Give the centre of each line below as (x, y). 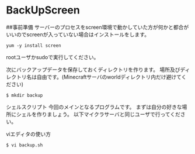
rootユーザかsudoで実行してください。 (53, 57)
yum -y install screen (34, 45)
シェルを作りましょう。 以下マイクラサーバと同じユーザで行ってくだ (98, 114)
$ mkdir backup (25, 95)
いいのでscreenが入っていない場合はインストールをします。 (78, 34)
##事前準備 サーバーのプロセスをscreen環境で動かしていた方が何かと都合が (97, 27)
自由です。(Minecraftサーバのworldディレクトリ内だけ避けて (109, 77)
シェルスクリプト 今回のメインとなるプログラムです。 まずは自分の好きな (94, 107)
